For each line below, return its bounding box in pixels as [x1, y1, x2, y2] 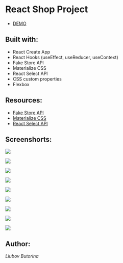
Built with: [5, 35, 38, 44]
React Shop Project [5, 4, 88, 15]
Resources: [5, 96, 42, 105]
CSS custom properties [12, 75, 62, 82]
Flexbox [12, 81, 30, 87]
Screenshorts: [5, 135, 52, 144]
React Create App [12, 48, 51, 55]
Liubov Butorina [5, 253, 39, 259]
